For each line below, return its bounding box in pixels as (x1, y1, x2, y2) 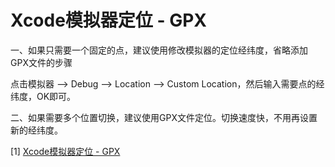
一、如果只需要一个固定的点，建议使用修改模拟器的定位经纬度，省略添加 (10, 44, 308, 56)
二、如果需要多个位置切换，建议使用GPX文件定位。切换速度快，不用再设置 (10, 111, 318, 123)
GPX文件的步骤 (10, 56, 73, 68)
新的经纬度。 (10, 124, 63, 136)
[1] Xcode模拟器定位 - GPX (10, 145, 121, 157)
